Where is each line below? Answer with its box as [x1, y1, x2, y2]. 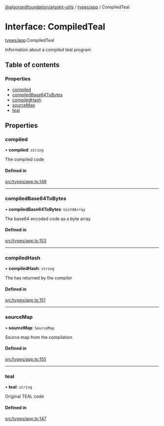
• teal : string [5, 384, 33, 390]
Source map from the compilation [5, 334, 72, 340]
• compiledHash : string [5, 266, 55, 271]
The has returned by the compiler [5, 275, 72, 281]
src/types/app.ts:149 [5, 178, 47, 184]
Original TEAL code [5, 393, 44, 399]
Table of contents [5, 61, 60, 69]
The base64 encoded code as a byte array [5, 215, 91, 221]
